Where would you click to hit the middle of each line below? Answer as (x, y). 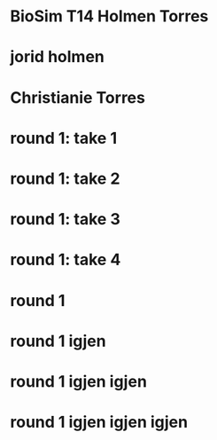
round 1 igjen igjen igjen (99, 422)
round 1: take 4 (66, 260)
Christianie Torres (77, 97)
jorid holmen (58, 57)
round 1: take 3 (65, 220)
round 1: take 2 (65, 178)
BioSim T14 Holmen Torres (109, 16)
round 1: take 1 (64, 138)
